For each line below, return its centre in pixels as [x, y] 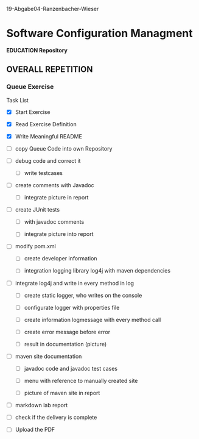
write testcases [43, 173]
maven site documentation [48, 356]
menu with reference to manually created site [81, 381]
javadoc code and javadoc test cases [71, 368]
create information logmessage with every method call [93, 319]
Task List [18, 100]
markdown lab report [41, 405]
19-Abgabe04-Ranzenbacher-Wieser [53, 9]
